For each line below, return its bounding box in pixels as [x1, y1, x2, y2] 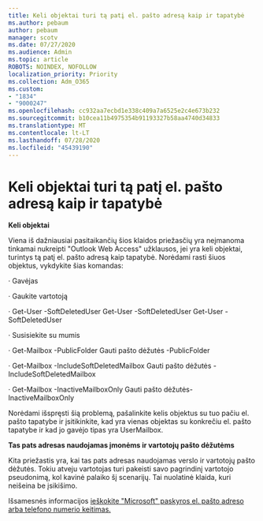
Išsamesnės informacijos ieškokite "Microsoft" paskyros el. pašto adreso [8, 497, 244, 506]
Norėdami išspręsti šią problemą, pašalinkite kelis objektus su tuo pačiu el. [8, 408, 250, 418]
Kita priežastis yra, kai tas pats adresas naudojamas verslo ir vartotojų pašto [8, 455, 256, 466]
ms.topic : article [8, 56, 69, 64]
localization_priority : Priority [8, 70, 118, 78]
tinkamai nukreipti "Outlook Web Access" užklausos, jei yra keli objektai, [8, 244, 243, 253]
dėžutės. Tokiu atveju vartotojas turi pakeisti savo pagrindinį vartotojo [8, 464, 234, 474]
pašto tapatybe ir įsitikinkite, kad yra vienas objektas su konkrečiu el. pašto [8, 417, 252, 426]
